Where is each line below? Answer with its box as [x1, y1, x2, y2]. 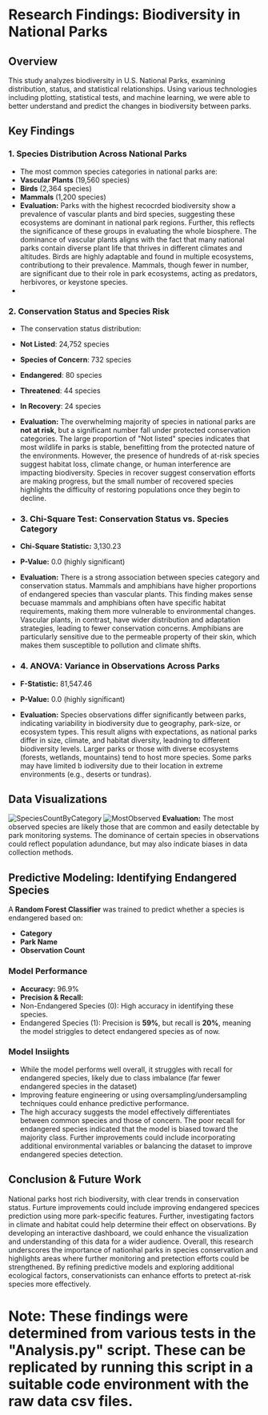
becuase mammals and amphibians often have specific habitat [19, 598, 226, 607]
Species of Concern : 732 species [19, 355, 132, 364]
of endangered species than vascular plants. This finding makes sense [19, 590, 254, 599]
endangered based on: [8, 913, 83, 923]
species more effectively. [8, 1279, 91, 1289]
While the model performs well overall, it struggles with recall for [19, 1064, 234, 1074]
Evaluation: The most [162, 814, 234, 824]
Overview [8, 54, 58, 68]
